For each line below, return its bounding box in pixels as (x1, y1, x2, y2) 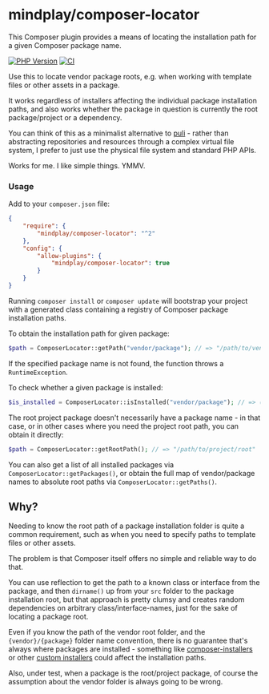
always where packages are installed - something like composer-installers (8, 644, 254, 654)
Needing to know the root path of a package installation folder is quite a (8, 521, 245, 531)
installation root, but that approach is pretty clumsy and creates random (8, 595, 245, 604)
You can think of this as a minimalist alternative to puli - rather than (8, 128, 230, 138)
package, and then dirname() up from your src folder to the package (8, 587, 235, 596)
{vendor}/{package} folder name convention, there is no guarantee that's (8, 635, 248, 646)
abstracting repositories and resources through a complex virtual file (8, 136, 235, 146)
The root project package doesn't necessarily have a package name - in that (8, 413, 261, 422)
